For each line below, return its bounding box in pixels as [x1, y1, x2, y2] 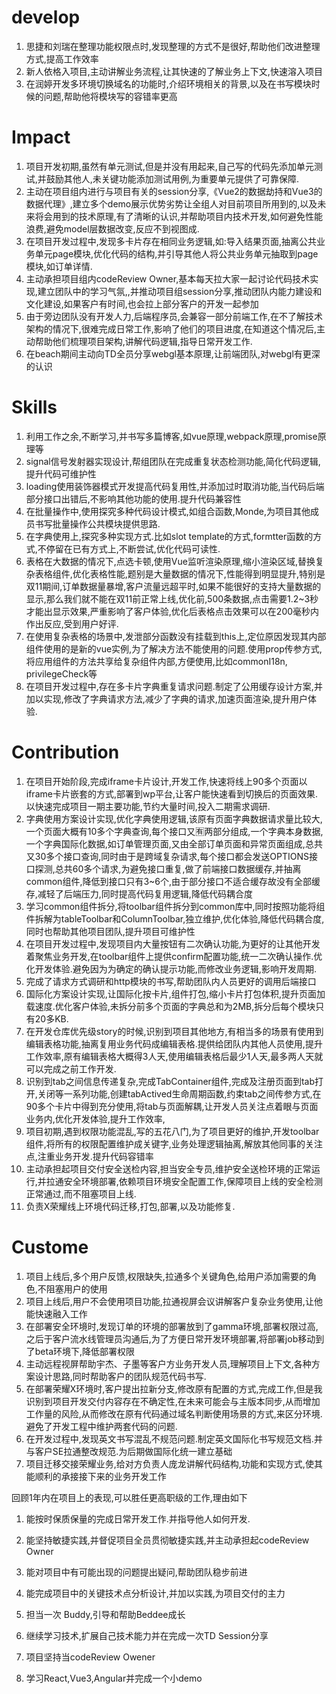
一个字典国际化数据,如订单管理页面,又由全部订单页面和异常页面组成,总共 [25, 837, 323, 850]
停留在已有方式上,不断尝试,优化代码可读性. [45, 542, 221, 555]
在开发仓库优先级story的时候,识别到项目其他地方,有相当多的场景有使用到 [25, 1025, 324, 1037]
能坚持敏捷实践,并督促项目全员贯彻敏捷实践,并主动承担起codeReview [25, 1534, 310, 1546]
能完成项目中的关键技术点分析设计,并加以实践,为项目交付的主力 [25, 1587, 286, 1599]
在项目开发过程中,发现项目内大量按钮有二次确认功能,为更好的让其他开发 [25, 937, 321, 950]
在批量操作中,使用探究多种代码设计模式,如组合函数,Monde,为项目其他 [25, 505, 311, 517]
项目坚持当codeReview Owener [25, 1651, 156, 1663]
